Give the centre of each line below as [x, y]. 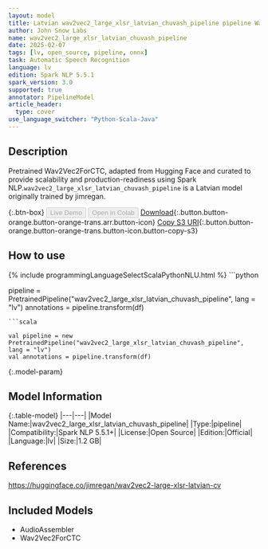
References [37, 466]
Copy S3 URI [178, 222]
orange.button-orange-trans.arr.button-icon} [82, 222]
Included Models [51, 510]
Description [38, 152]
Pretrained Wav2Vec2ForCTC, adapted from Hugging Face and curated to [130, 171]
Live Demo [66, 212]
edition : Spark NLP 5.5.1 [51, 75]
